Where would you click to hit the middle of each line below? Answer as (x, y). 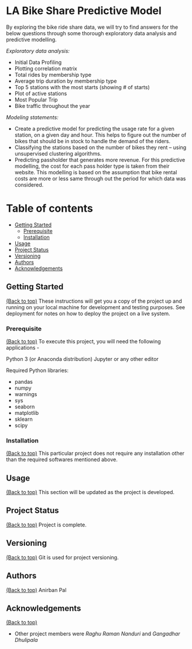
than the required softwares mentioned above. (62, 459)
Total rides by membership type (53, 75)
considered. (29, 185)
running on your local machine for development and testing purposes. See (96, 307)
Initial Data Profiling (38, 62)
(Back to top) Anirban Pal (36, 590)
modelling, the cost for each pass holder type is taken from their (92, 166)
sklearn (24, 419)
